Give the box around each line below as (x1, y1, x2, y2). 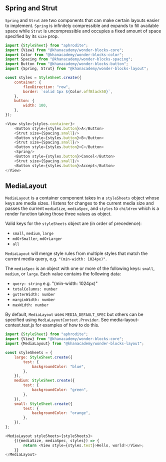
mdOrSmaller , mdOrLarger (12, 235, 62, 241)
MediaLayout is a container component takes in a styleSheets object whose (5, 195, 159, 201)
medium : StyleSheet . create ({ (14, 378, 75, 383)
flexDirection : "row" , (23, 84, 70, 89)
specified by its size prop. (5, 33, 59, 39)
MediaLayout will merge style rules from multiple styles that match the (5, 250, 148, 256)
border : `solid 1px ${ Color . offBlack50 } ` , (23, 89, 113, 94)
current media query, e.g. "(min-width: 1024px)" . (5, 256, 107, 262)
